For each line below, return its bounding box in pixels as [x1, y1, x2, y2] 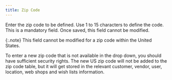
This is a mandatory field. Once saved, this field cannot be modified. [5, 27, 150, 33]
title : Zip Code [5, 7, 40, 13]
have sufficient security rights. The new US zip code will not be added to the [5, 57, 167, 64]
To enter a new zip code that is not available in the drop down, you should [5, 52, 162, 58]
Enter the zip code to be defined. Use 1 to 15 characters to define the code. [5, 22, 164, 28]
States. [5, 42, 21, 49]
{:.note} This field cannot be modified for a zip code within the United [5, 37, 152, 43]
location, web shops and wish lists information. [5, 69, 105, 75]
